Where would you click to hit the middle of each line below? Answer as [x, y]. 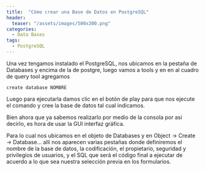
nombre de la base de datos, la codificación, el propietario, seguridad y [96, 148]
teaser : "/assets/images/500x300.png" [61, 23]
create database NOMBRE [37, 87]
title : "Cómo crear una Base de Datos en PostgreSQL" [78, 12]
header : [16, 18]
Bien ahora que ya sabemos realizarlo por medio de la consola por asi [94, 117]
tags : [13, 40]
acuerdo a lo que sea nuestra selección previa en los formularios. [89, 161]
